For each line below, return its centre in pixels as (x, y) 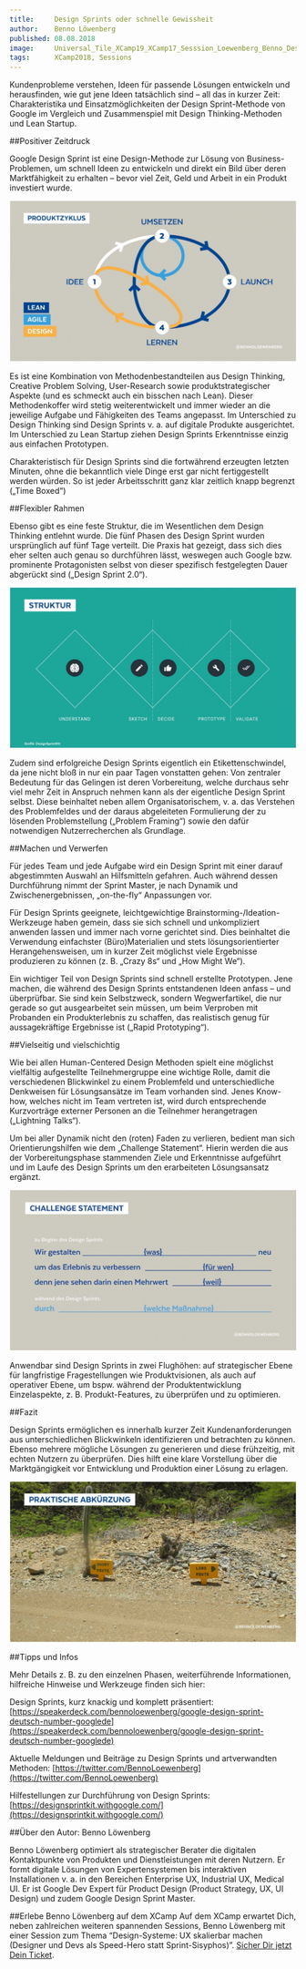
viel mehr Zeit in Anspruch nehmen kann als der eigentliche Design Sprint (148, 792)
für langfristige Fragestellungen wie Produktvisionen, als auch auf (133, 1375)
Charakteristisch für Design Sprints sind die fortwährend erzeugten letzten (149, 462)
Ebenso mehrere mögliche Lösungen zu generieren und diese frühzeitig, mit (152, 1450)
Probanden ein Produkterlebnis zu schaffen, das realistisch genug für (140, 1018)
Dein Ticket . (32, 1955)
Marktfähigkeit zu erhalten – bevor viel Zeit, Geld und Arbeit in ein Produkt (148, 179)
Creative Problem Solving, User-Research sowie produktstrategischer (140, 386)
